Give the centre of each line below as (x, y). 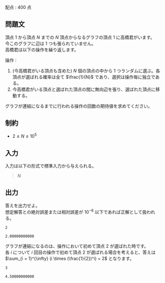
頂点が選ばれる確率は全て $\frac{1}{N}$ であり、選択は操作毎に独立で (84, 77)
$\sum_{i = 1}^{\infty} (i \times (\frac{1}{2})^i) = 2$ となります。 (70, 258)
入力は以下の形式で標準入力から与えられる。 (51, 166)
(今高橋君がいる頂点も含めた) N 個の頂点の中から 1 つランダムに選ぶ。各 (86, 70)
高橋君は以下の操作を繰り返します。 (42, 50)
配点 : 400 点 (18, 7)
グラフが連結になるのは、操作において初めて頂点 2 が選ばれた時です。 (77, 246)
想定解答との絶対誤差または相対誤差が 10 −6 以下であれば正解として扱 (76, 211)
